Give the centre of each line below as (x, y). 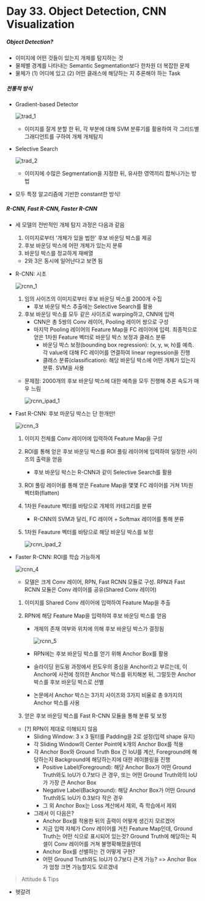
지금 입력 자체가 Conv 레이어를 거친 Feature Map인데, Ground (117, 829)
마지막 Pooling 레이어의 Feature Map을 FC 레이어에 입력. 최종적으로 (115, 330)
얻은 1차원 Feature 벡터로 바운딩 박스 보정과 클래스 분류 (100, 337)
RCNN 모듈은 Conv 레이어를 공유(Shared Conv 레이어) (91, 590)
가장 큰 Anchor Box (73, 783)
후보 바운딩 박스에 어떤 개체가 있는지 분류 (73, 246)
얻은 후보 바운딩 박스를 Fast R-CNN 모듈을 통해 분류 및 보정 (95, 716)
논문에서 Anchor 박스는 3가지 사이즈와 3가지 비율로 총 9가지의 (108, 695)
